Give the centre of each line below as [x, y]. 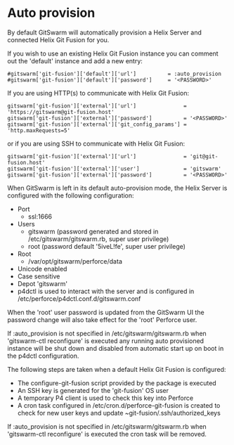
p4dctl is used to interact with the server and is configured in [106, 291]
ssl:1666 [40, 217]
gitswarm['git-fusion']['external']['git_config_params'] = [97, 124]
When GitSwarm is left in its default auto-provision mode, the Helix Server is [117, 188]
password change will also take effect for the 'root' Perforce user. [102, 320]
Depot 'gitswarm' [43, 283]
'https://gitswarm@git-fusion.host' [61, 112]
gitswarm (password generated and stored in [93, 231]
